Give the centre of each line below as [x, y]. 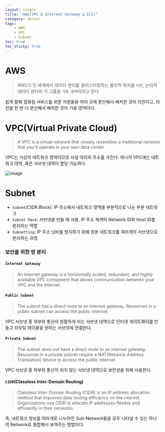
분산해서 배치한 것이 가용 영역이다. [63, 108]
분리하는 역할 [25, 226]
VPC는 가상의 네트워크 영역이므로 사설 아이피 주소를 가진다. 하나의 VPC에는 [78, 157]
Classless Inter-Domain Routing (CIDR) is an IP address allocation [83, 393]
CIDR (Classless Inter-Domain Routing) [44, 381]
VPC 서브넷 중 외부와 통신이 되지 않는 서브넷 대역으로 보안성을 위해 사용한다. [78, 370]
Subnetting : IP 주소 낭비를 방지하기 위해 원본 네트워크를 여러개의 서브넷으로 [85, 232]
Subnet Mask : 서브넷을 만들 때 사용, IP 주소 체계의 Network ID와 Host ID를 [84, 219]
